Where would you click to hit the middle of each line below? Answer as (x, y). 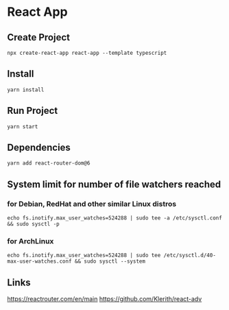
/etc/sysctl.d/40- (190, 255)
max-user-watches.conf (39, 261)
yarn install (26, 90)
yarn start (23, 127)
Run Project (33, 111)
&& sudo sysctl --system (110, 261)
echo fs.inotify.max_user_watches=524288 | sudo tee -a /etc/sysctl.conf (115, 218)
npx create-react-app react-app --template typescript (87, 53)
